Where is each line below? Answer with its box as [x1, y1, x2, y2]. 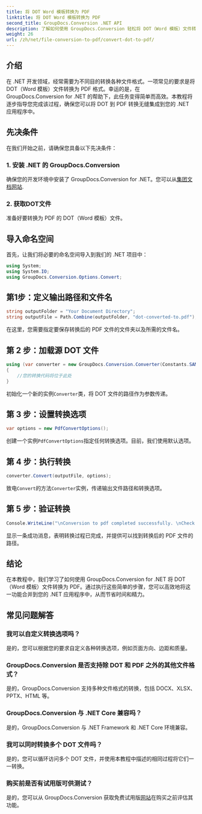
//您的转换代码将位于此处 [17, 373, 72, 379]
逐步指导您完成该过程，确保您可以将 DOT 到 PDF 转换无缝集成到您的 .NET [6, 100, 189, 107]
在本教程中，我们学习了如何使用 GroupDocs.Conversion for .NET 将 [6, 576, 173, 583]
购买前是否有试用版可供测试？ [6, 779, 93, 788]
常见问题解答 [6, 610, 54, 620]
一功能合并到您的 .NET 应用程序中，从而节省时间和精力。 [6, 591, 148, 598]
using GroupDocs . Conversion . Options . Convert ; [6, 274, 122, 280]
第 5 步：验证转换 [6, 504, 71, 514]
